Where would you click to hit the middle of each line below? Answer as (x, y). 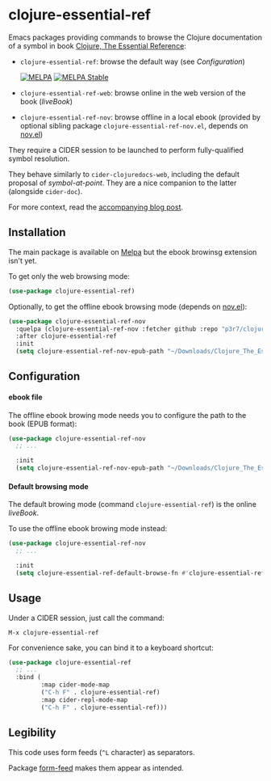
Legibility (32, 733)
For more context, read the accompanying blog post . (96, 207)
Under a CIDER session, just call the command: (87, 618)
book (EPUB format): (43, 424)
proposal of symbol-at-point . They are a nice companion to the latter (123, 183)
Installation (37, 232)
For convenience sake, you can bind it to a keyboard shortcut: (111, 648)
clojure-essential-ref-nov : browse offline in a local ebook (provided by (140, 117)
